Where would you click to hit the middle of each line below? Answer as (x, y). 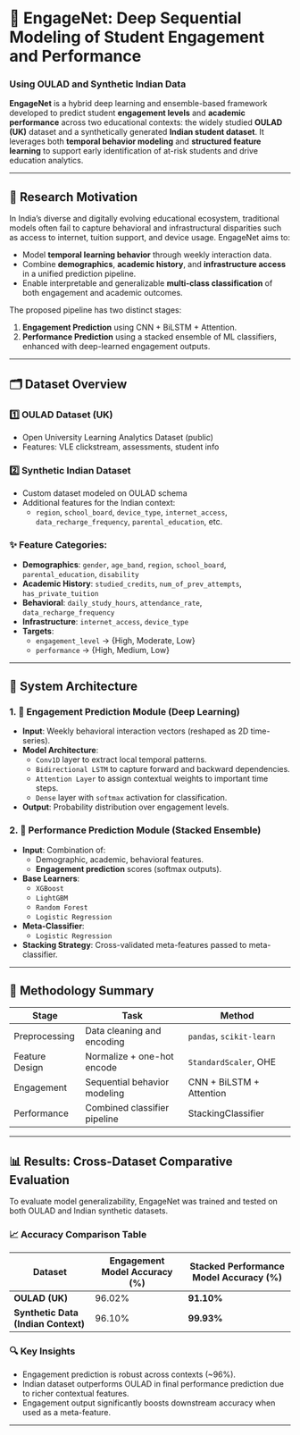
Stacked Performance (237, 1266)
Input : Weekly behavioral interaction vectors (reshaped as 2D (135, 731)
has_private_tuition (60, 593)
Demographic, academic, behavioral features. (119, 859)
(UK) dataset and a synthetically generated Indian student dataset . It (137, 132)
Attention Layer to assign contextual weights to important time (152, 779)
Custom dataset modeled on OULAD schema (104, 493)
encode (101, 1068)
